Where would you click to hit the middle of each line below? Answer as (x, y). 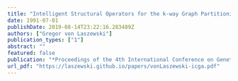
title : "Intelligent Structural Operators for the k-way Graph (103, 14)
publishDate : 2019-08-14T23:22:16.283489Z (71, 27)
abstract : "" (27, 46)
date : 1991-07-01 (33, 20)
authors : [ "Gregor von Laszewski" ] (60, 33)
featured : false (31, 54)
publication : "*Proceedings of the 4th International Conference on (110, 60)
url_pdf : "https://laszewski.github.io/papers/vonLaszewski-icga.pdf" (114, 66)
